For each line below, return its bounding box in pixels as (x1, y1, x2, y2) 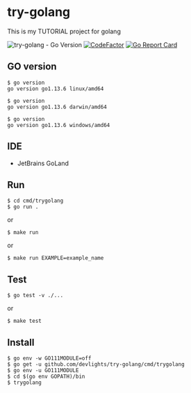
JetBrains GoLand (17, 159, 69, 167)
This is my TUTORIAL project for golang (7, 27, 122, 35)
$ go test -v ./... (7, 292, 64, 299)
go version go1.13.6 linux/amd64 (7, 85, 104, 92)
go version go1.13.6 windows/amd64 (7, 122, 110, 128)
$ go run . (7, 203, 39, 210)
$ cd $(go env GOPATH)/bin (7, 373, 85, 380)
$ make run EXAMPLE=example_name (7, 255, 104, 262)
